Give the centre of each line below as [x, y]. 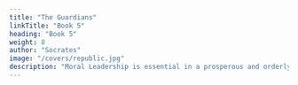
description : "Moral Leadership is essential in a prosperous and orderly [150, 67]
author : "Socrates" [45, 50]
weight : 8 [27, 42]
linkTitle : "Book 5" [47, 26]
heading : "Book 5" [43, 34]
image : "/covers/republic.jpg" [67, 58]
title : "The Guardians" [53, 17]
